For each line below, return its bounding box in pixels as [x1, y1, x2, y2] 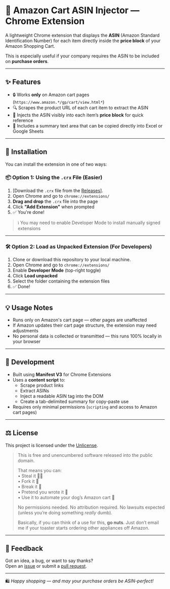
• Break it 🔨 [17, 483, 42, 489]
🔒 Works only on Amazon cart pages [12, 91, 90, 98]
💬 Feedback [5, 544, 43, 553]
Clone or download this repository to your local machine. [12, 257, 131, 263]
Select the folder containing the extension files [12, 278, 110, 284]
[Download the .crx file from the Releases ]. [12, 188, 104, 194]
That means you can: [17, 467, 62, 473]
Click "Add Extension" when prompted [12, 203, 95, 210]
